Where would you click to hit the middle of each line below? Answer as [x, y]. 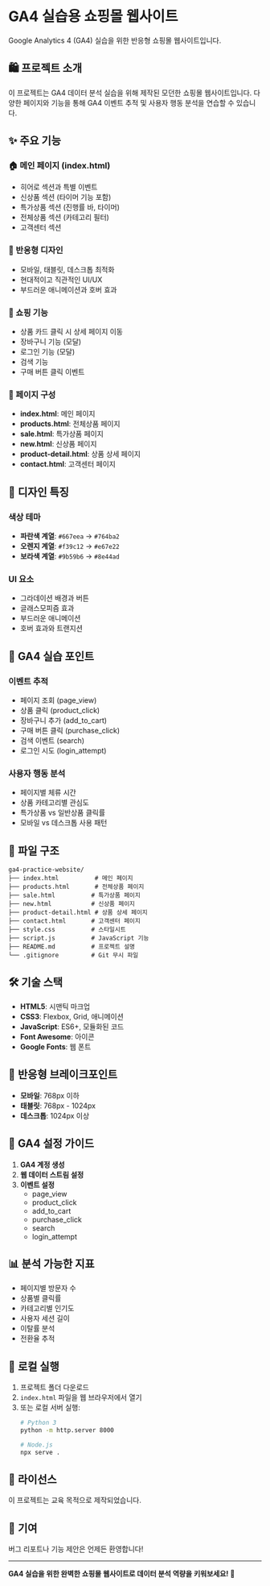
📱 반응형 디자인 [36, 251]
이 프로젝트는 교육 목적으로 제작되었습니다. [75, 1501]
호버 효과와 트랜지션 [51, 629]
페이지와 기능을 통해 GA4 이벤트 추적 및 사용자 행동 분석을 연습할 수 [129, 102]
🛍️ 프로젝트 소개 [45, 68]
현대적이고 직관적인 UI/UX [61, 280]
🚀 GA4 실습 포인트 [51, 656]
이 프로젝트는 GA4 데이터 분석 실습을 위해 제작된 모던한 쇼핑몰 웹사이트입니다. [130, 93]
